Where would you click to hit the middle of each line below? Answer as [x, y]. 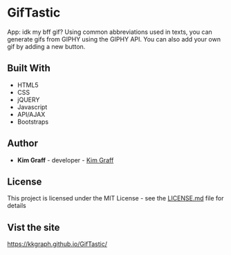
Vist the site [34, 227]
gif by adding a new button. [46, 46]
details [17, 206]
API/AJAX [31, 114]
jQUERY [28, 100]
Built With [29, 68]
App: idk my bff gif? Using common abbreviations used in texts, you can [110, 32]
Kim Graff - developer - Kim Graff [65, 160]
